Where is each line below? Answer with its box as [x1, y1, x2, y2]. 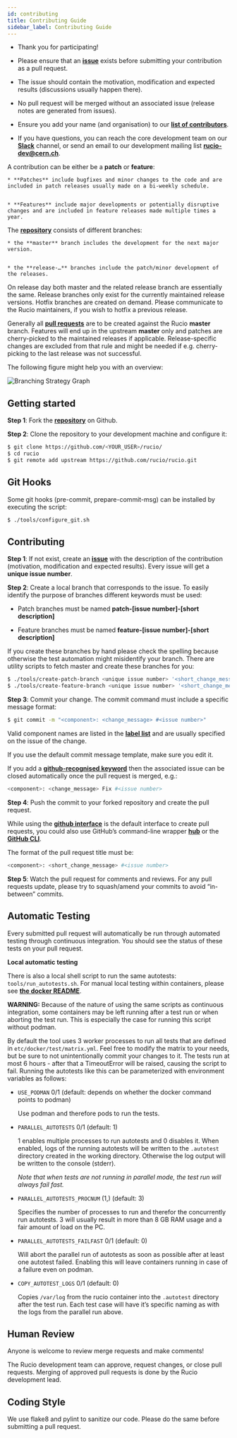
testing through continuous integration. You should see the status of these [7, 936, 223, 945]
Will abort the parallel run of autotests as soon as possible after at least [17, 1250, 224, 1258]
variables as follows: [7, 1074, 67, 1083]
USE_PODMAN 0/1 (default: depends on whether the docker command [17, 1088, 212, 1096]
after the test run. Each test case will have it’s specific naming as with [17, 1300, 220, 1308]
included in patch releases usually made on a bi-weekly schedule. [7, 183, 210, 190]
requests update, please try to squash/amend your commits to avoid [7, 882, 206, 890]
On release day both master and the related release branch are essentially [7, 283, 222, 292]
